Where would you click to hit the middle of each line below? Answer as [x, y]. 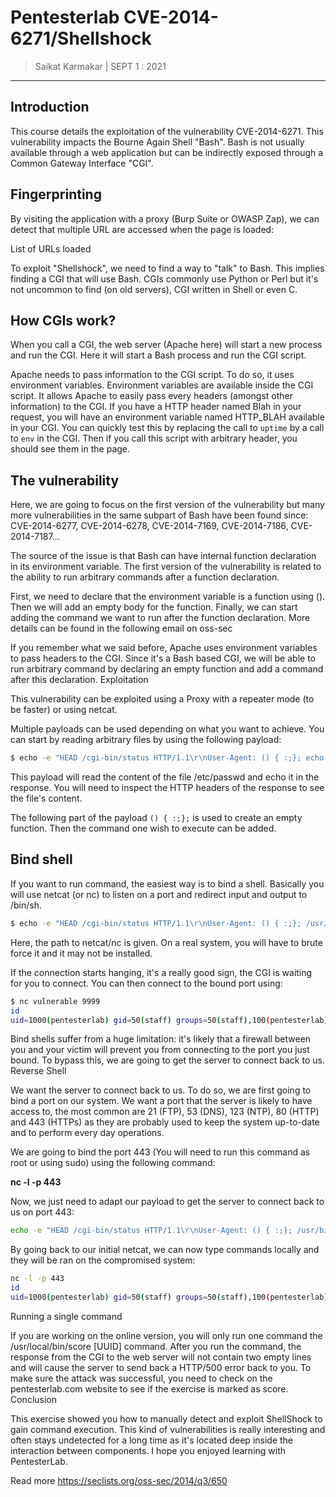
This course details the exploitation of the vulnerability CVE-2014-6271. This [167, 131]
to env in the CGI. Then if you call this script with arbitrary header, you [154, 438]
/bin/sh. [26, 905]
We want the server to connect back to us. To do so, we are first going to [161, 1090]
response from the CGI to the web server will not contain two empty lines [161, 1357]
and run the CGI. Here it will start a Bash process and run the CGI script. [158, 355]
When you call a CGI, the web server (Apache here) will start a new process [166, 345]
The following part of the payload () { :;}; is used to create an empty [156, 818]
